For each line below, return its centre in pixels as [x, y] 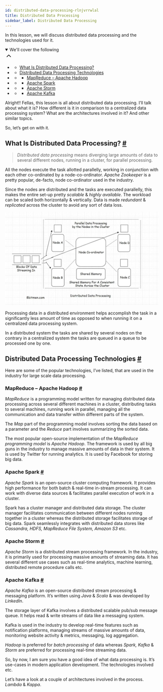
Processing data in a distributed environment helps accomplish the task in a [81, 313]
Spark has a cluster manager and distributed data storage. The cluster [75, 507]
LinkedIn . [14, 601]
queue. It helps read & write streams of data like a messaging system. [75, 616]
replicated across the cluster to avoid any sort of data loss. [64, 205]
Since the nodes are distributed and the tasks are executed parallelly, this [79, 189]
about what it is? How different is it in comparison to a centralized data [76, 108]
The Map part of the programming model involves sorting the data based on [81, 424]
